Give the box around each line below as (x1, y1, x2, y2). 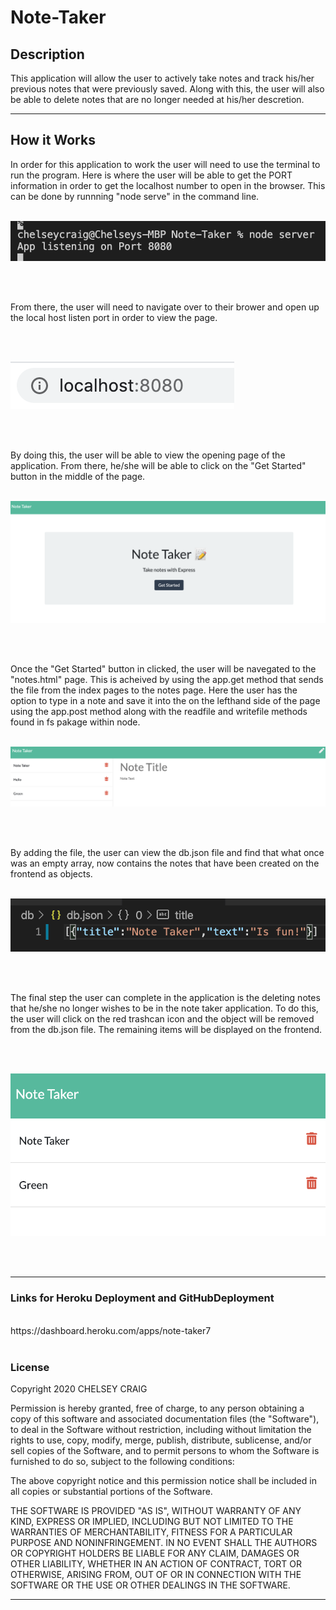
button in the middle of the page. (10, 470, 146, 482)
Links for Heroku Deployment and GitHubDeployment (10, 1291, 275, 1305)
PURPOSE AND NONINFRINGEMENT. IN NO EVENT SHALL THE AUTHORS (10, 1536, 318, 1548)
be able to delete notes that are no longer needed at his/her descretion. (10, 94, 305, 105)
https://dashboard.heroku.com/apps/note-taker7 (10, 1324, 212, 1336)
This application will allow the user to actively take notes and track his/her (10, 72, 315, 84)
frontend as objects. (10, 867, 93, 880)
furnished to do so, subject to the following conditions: (10, 1455, 235, 1467)
